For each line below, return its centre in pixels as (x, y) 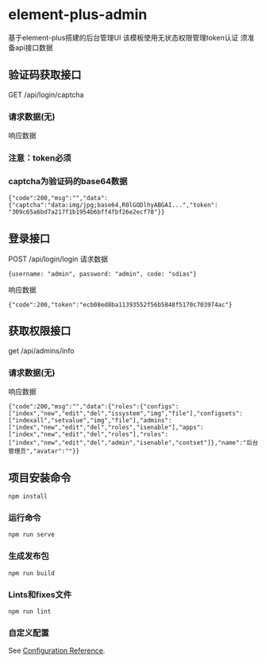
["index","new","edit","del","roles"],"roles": (89, 434)
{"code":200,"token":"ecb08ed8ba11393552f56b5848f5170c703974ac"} (120, 305)
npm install (28, 496)
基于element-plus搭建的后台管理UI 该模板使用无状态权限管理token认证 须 (128, 37)
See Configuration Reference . (57, 651)
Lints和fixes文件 (40, 595)
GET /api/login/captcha (46, 94)
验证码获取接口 (45, 75)
